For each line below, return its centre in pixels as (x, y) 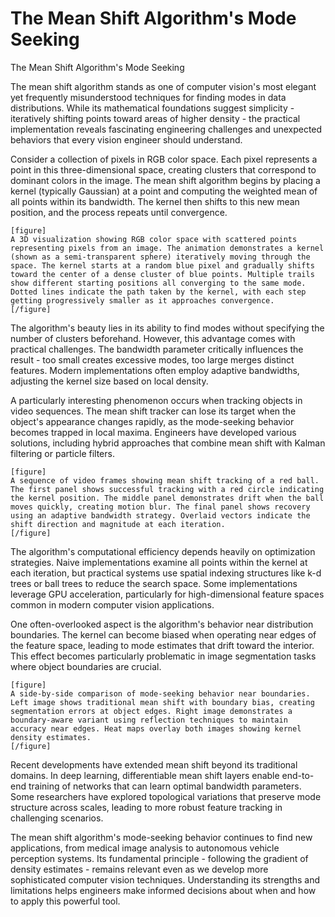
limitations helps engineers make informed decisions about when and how (163, 890)
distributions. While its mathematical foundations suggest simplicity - (152, 108)
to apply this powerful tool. (65, 901)
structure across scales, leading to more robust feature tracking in (146, 807)
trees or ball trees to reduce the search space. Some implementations (154, 583)
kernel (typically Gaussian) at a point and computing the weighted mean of (164, 191)
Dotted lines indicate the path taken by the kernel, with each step (158, 292)
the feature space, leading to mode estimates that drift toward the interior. (162, 645)
